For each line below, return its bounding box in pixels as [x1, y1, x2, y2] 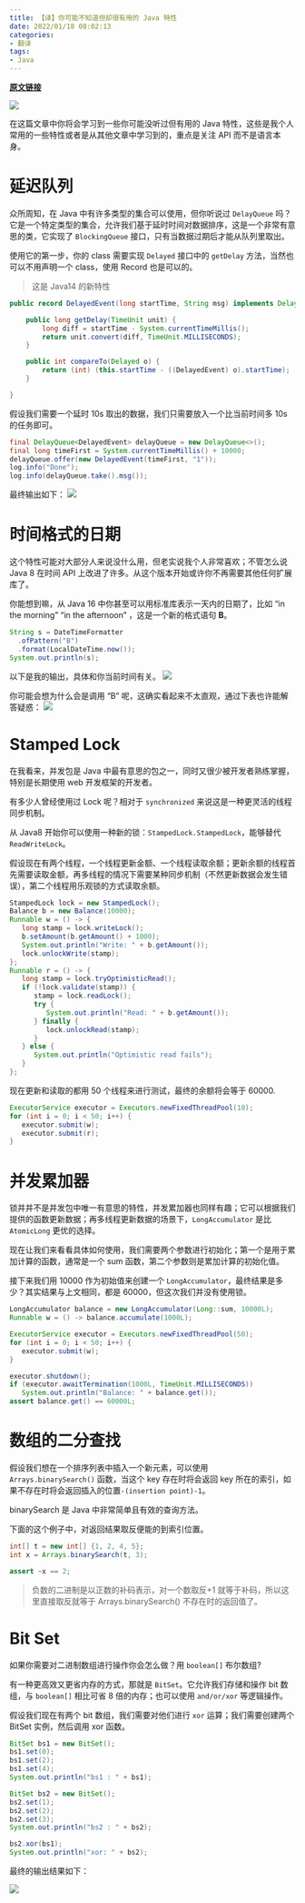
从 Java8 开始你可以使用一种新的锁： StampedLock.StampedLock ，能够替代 [9, 826, 281, 837]
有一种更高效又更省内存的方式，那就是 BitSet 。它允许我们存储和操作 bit [9, 1678, 279, 1689]
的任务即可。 [9, 420, 57, 430]
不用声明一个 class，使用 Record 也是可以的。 [25, 261, 198, 272]
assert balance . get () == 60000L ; [9, 1397, 136, 1406]
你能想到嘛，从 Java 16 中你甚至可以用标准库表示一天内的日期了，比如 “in [9, 598, 286, 610]
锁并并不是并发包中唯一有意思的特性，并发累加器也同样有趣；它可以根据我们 [9, 1202, 296, 1213]
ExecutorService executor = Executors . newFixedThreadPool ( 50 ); [9, 1330, 254, 1339]
